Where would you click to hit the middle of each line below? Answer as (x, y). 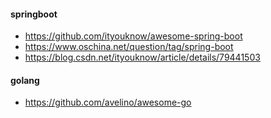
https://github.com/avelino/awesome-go (108, 102)
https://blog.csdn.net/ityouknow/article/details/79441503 (142, 57)
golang (25, 80)
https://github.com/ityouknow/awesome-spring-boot (133, 36)
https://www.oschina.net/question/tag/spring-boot (129, 47)
